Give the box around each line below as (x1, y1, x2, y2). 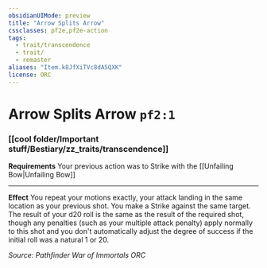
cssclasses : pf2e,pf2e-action (8, 26, 109, 34)
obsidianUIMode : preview (8, 11, 91, 20)
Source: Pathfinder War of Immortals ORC (8, 251, 146, 260)
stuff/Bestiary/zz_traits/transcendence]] (8, 143, 169, 154)
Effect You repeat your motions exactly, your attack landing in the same (8, 192, 243, 203)
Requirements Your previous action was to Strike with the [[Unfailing (8, 161, 234, 171)
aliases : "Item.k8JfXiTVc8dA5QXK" (8, 64, 123, 72)
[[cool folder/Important (8, 133, 99, 144)
